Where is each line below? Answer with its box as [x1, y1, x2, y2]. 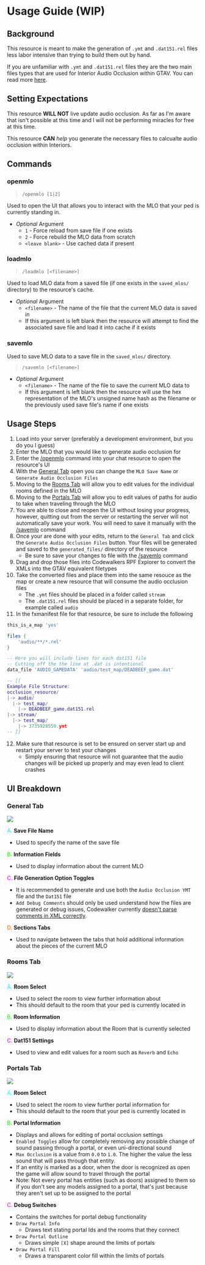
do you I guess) [15, 441, 56, 449]
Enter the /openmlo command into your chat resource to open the [15, 454, 181, 462]
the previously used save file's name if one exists [24, 401, 149, 408]
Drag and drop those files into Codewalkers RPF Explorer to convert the [15, 558, 196, 565]
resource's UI [15, 461, 50, 468]
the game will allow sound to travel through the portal [15, 1170, 150, 1178]
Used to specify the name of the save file [15, 839, 120, 846]
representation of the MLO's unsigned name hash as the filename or [24, 395, 196, 402]
